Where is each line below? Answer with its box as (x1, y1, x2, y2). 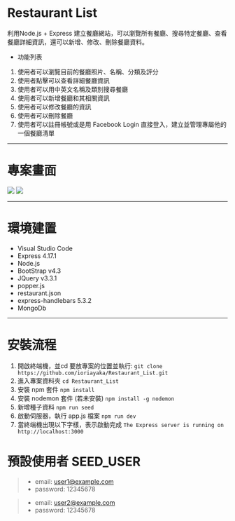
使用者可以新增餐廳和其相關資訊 (17, 93, 110, 102)
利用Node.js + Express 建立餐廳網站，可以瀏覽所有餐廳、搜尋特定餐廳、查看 (7, 29, 227, 37)
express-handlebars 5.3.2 (17, 296, 92, 304)
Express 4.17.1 (17, 251, 57, 260)
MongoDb (17, 304, 47, 312)
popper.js (17, 281, 45, 290)
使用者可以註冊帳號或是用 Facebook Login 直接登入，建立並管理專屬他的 (17, 120, 227, 128)
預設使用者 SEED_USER (7, 454, 141, 469)
